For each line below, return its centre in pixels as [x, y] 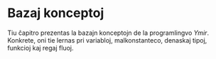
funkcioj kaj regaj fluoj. [40, 48]
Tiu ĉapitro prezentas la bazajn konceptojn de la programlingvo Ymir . [108, 33]
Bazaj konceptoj [56, 13]
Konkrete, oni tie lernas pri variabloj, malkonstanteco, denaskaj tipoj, [107, 40]
